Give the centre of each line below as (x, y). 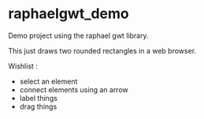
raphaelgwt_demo (69, 14)
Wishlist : (23, 66)
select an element (48, 81)
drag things (38, 106)
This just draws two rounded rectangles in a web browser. (102, 50)
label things (38, 98)
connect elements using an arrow (74, 89)
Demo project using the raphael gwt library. (78, 35)
